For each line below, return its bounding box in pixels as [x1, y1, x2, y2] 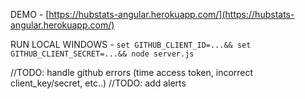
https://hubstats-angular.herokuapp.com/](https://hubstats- [48, 9, 295, 20]
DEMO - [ [10, 9, 50, 20]
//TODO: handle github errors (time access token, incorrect [10, 67, 254, 78]
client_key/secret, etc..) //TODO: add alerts [10, 77, 187, 89]
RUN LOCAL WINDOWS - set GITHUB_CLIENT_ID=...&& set [10, 39, 252, 50]
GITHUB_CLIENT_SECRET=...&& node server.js [10, 49, 195, 59]
